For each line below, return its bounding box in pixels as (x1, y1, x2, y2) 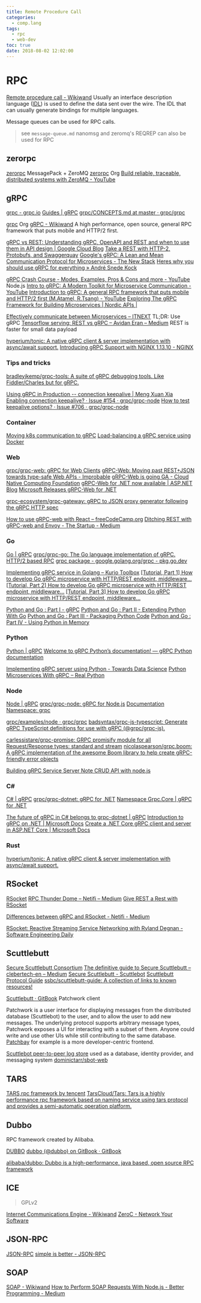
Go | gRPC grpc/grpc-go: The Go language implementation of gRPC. (6, 551, 176, 558)
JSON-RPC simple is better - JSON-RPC (6, 1250, 106, 1257)
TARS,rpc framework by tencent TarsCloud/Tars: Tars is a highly (6, 1090, 165, 1097)
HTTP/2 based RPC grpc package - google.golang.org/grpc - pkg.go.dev (6, 557, 188, 564)
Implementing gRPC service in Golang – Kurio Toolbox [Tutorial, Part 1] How (6, 569, 193, 576)
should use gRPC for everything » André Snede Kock (6, 264, 137, 271)
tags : (6, 25, 20, 32)
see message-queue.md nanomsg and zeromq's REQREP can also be (20, 130, 187, 137)
